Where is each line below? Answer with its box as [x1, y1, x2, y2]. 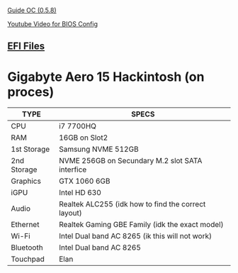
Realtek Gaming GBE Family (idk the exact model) [59, 220, 224, 230]
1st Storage [11, 145, 50, 155]
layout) [59, 208, 83, 218]
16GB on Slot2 [59, 133, 108, 143]
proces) [7, 84, 55, 100]
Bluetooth [11, 243, 44, 252]
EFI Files [7, 40, 45, 52]
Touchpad [11, 255, 45, 264]
